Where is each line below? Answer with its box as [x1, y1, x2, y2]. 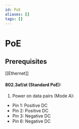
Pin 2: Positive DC [12, 107, 49, 114]
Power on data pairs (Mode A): [12, 92, 75, 99]
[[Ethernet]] [5, 70, 29, 77]
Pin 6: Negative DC [12, 118, 51, 124]
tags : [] [5, 16, 23, 21]
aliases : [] [5, 12, 29, 17]
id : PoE [5, 7, 21, 12]
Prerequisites [5, 57, 47, 66]
